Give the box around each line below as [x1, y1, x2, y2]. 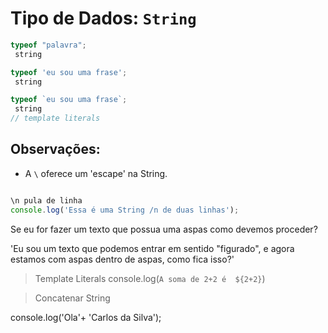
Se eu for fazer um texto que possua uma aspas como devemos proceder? [10, 223, 318, 235]
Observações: [10, 141, 101, 158]
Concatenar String [34, 292, 111, 304]
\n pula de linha [10, 195, 83, 206]
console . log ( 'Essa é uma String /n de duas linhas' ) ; [10, 205, 240, 215]
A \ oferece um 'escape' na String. [24, 167, 168, 179]
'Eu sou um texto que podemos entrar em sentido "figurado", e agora [10, 242, 295, 254]
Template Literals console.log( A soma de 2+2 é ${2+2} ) [34, 272, 266, 284]
